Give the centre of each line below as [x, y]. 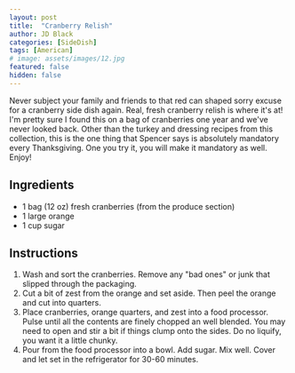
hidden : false [36, 75]
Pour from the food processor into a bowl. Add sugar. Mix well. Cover [149, 350]
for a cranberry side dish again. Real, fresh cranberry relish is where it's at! [146, 110]
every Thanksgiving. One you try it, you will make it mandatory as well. [139, 147]
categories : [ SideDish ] [53, 42]
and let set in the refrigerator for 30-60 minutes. [110, 360]
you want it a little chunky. [70, 341]
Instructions [44, 253]
